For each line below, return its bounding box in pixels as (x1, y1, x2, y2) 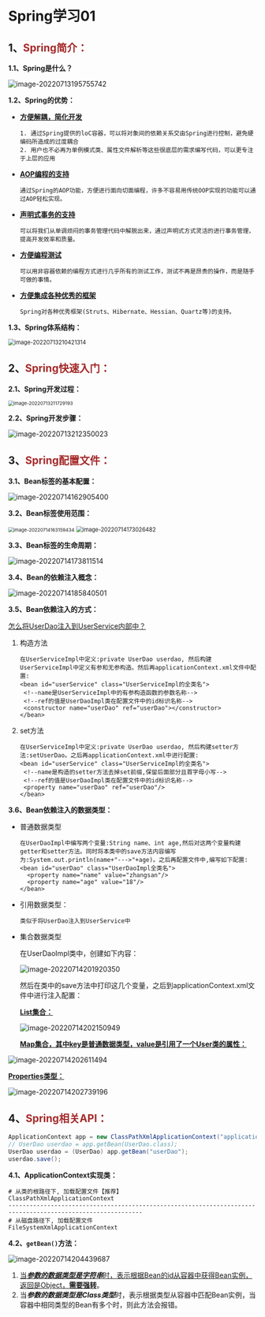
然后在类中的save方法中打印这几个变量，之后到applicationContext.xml (19, 980, 248, 990)
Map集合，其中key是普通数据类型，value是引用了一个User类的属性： (19, 1039, 247, 1049)
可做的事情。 (19, 276, 56, 284)
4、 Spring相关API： (8, 1112, 108, 1125)
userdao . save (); (8, 1155, 62, 1163)
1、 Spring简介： (8, 41, 88, 54)
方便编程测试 (19, 250, 62, 259)
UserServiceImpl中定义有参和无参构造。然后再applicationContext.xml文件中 (19, 663, 251, 671)
